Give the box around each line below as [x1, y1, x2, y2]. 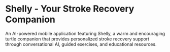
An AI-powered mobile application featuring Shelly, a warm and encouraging [5, 30, 165, 36]
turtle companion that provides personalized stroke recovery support [5, 36, 150, 42]
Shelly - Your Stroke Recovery [5, 3, 134, 15]
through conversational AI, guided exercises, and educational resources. [5, 41, 157, 47]
